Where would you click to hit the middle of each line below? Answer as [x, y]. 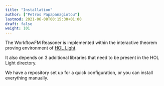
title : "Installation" [29, 10]
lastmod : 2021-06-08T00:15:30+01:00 [43, 19]
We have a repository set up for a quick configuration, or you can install [79, 72]
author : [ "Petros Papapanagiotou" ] [42, 14]
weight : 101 [18, 28]
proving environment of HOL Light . [41, 48]
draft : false [19, 24]
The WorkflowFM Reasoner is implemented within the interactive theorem [81, 42]
